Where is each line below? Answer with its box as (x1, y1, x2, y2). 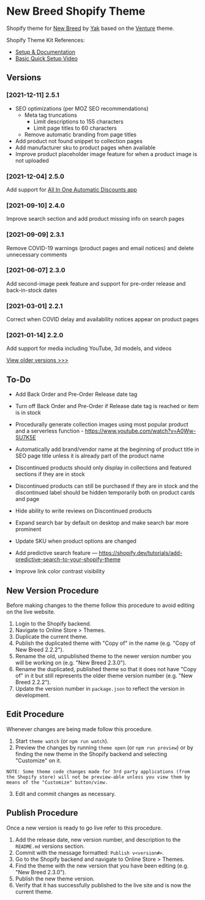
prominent (15, 526, 42, 533)
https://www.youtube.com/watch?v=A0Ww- (84, 427, 196, 435)
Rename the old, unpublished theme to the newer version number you (15, 653, 192, 660)
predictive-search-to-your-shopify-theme (15, 556, 121, 563)
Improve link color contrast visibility (15, 568, 105, 575)
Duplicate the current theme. (15, 633, 88, 641)
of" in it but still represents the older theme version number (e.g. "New (15, 672, 193, 680)
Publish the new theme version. (15, 875, 95, 882)
